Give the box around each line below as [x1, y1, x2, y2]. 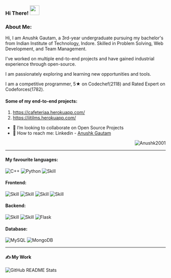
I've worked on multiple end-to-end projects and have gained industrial [5, 56, 155, 62]
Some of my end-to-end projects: [5, 98, 78, 104]
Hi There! [5, 9, 29, 16]
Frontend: [5, 179, 27, 186]
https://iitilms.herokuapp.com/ [12, 115, 76, 121]
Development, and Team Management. [5, 46, 87, 52]
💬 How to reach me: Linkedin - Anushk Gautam [12, 130, 111, 136]
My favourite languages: [5, 156, 59, 163]
